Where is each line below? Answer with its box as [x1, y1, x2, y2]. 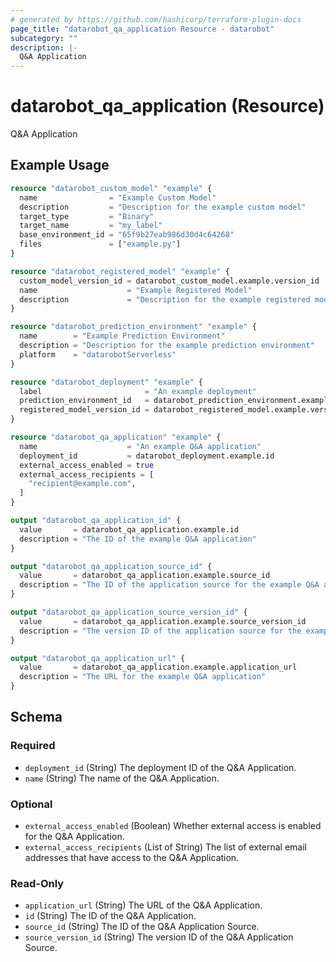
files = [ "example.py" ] [19, 239, 182, 250]
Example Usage [10, 157, 110, 174]
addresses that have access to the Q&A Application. [24, 851, 240, 863]
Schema [10, 709, 63, 726]
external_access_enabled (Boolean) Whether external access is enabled [24, 819, 322, 831]
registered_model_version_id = [19, 405, 150, 415]
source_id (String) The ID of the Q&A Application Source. [24, 921, 260, 933]
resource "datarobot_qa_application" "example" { [10, 432, 222, 442]
